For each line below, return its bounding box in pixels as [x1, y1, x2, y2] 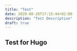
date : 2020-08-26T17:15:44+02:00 [5, 12, 73, 16]
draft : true [5, 20, 29, 25]
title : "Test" [5, 7, 34, 12]
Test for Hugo [5, 38, 47, 46]
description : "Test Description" [5, 16, 73, 21]
